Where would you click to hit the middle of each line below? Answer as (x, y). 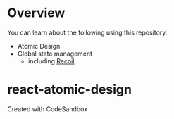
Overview (36, 13)
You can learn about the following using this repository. (87, 32)
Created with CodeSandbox (48, 109)
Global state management (55, 54)
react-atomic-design (70, 90)
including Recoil (51, 61)
